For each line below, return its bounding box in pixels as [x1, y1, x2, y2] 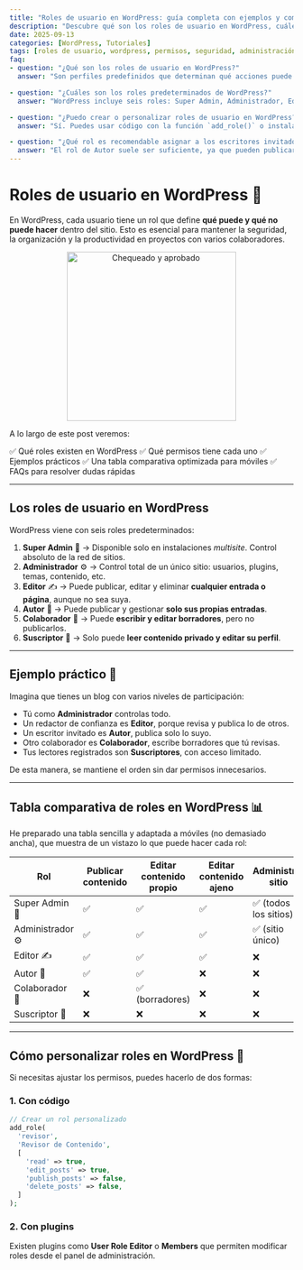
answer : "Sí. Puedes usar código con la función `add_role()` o [17, 121, 264, 131]
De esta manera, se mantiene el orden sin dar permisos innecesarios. [9, 764, 267, 775]
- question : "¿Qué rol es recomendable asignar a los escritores [9, 137, 260, 147]
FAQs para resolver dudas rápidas [9, 465, 135, 476]
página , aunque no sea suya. [22, 594, 132, 604]
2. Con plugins [9, 1220, 75, 1233]
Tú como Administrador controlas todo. [22, 708, 171, 719]
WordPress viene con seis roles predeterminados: [9, 524, 195, 535]
